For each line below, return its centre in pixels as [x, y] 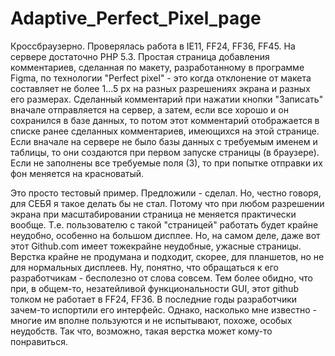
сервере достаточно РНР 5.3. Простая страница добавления [140, 56]
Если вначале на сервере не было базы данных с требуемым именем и [164, 141]
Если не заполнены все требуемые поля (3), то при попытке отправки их [166, 163]
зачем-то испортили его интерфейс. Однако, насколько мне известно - [163, 309]
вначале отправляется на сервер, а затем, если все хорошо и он [149, 109]
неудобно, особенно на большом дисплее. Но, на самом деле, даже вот [165, 235]
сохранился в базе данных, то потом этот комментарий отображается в [165, 120]
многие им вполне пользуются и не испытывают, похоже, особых [151, 320]
